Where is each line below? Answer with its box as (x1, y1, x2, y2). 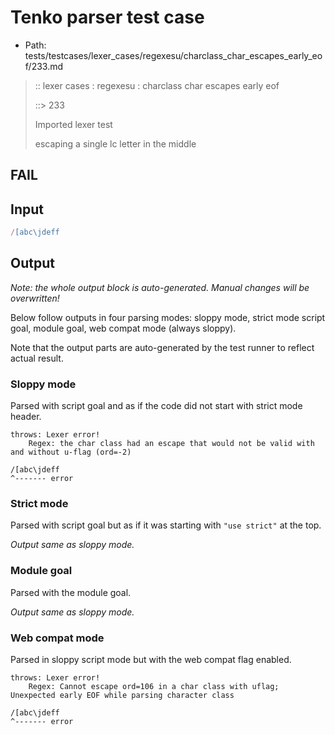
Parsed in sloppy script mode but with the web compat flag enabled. (10, 654, 292, 666)
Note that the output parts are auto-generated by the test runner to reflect (10, 341, 315, 353)
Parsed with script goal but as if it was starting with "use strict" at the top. (10, 519, 322, 531)
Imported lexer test (34, 118, 113, 130)
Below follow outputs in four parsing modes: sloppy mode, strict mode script (10, 311, 326, 323)
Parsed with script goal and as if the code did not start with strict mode (10, 400, 303, 412)
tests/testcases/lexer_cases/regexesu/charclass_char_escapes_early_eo (24, 49, 323, 61)
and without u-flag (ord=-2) (10, 447, 132, 458)
